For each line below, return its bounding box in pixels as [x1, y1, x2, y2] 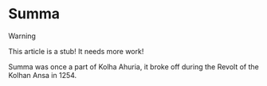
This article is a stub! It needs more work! [8, 46, 144, 56]
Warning [8, 31, 36, 41]
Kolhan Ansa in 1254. [8, 70, 77, 80]
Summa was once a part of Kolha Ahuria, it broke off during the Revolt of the [8, 61, 259, 72]
